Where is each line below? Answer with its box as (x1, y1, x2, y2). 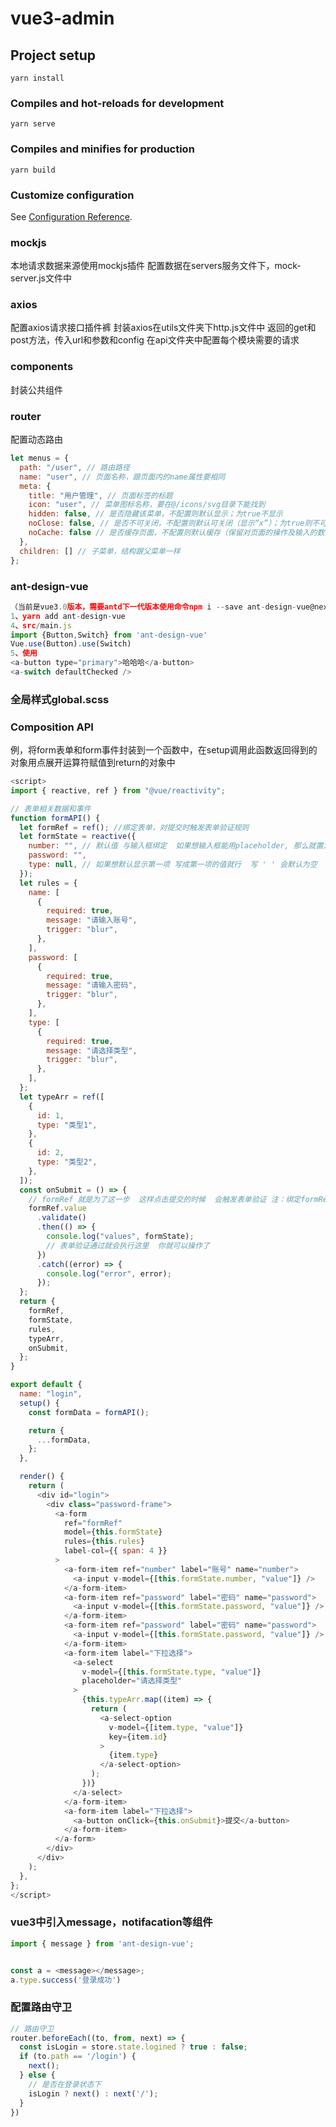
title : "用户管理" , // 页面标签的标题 (28, 490, 173, 501)
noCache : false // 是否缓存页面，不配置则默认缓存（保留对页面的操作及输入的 (28, 528, 318, 538)
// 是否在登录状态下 (28, 2079, 102, 2089)
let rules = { (19, 878, 78, 888)
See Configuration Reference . (10, 210, 133, 222)
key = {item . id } (108, 1732, 168, 1742)
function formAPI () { (10, 813, 101, 823)
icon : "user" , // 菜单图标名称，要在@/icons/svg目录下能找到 (28, 500, 266, 510)
